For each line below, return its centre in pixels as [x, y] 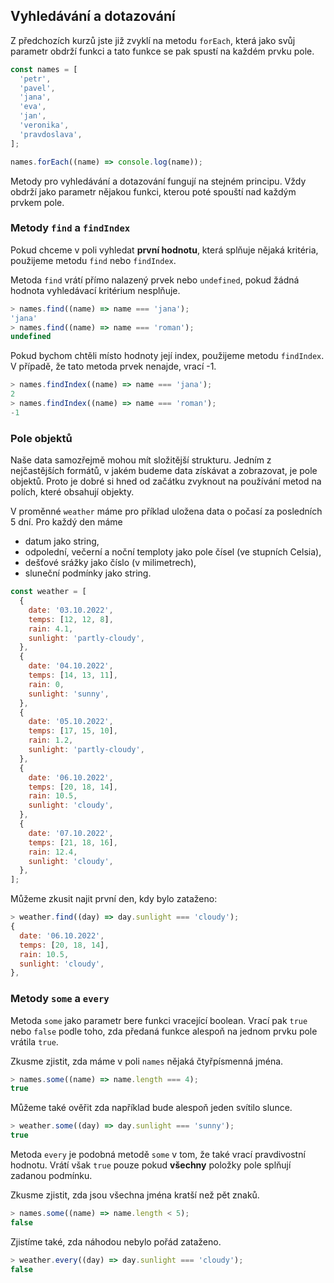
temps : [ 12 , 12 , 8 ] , [71, 619]
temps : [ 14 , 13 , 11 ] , [73, 675]
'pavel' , [37, 88]
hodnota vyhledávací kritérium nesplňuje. [95, 290]
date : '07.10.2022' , [71, 833]
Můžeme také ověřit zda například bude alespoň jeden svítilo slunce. [151, 1108]
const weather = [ [48, 592]
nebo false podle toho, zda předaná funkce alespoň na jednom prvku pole [164, 1031]
